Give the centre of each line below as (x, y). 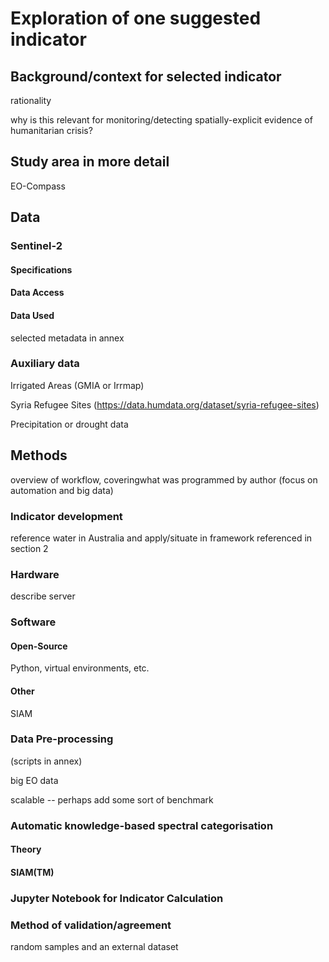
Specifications (41, 269)
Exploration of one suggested (136, 18)
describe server (43, 596)
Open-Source (39, 646)
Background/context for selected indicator (146, 76)
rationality (31, 100)
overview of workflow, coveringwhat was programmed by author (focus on (164, 479)
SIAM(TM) (32, 872)
